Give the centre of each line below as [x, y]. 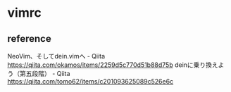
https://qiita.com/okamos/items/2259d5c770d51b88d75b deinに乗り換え [113, 65]
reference [29, 39]
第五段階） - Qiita [45, 74]
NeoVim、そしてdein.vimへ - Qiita [56, 56]
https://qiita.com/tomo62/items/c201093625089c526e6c [90, 81]
